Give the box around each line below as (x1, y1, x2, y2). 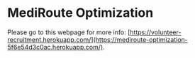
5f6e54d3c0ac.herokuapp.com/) (7, 43, 104, 51)
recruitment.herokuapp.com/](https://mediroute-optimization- (7, 35, 188, 43)
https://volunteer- (130, 28, 182, 36)
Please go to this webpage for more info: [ (7, 28, 130, 36)
